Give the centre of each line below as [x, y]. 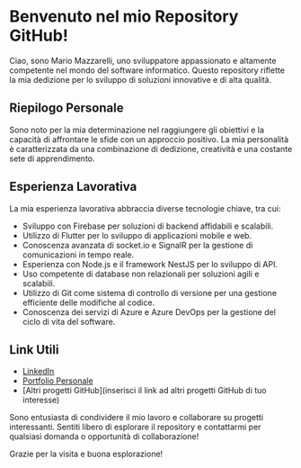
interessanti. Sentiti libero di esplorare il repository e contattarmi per [135, 427]
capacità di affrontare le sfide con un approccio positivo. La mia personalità [149, 139]
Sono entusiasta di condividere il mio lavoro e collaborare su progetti [136, 418]
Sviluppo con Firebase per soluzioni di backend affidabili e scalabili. [148, 226]
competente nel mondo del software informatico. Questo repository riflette [147, 70]
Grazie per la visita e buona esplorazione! [86, 454]
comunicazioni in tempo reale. [78, 255]
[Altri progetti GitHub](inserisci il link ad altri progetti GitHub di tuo [144, 391]
